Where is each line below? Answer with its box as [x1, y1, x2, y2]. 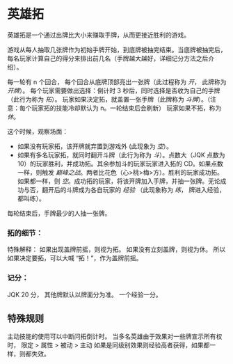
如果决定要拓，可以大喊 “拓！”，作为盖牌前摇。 [7, 254, 143, 262]
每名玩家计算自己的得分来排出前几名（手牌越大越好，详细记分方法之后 [7, 54, 209, 63]
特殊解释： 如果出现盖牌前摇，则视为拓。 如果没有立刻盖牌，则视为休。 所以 [7, 245, 226, 254]
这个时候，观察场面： [7, 127, 68, 136]
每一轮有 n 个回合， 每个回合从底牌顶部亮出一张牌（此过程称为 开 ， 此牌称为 [7, 77, 227, 86]
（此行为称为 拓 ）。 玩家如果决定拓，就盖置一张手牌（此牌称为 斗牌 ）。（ [7, 95, 211, 103]
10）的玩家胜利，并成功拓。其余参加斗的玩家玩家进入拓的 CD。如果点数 [17, 159, 224, 168]
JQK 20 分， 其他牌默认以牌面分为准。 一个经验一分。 [7, 290, 162, 299]
